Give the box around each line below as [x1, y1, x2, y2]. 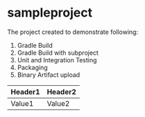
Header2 [46, 87, 76, 96]
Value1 [10, 98, 34, 108]
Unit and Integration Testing [17, 55, 97, 64]
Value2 [46, 98, 70, 108]
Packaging [17, 63, 48, 71]
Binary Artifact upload [17, 71, 80, 79]
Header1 [10, 87, 40, 96]
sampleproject [7, 5, 92, 21]
